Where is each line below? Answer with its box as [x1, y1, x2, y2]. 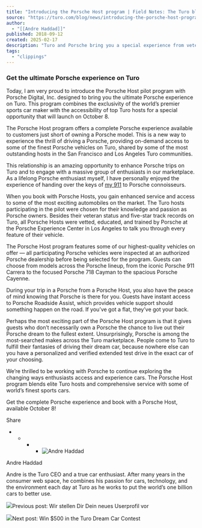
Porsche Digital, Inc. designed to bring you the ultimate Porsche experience [6, 93, 194, 101]
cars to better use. [6, 489, 52, 497]
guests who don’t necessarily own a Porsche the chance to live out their [6, 324, 185, 331]
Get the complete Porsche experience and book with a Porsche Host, [6, 398, 178, 406]
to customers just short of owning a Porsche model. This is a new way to [6, 131, 186, 138]
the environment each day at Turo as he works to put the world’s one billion [6, 483, 193, 491]
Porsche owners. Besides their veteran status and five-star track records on [6, 212, 194, 219]
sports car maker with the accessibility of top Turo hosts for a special [6, 106, 178, 113]
